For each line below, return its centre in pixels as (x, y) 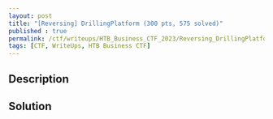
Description (39, 79)
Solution (30, 106)
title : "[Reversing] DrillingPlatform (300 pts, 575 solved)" (116, 23)
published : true (38, 31)
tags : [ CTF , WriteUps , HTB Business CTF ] (80, 46)
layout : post (30, 16)
